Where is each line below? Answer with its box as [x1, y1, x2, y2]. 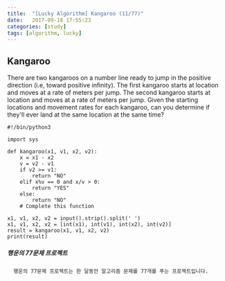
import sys [7, 136, 39, 143]
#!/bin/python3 [7, 124, 51, 131]
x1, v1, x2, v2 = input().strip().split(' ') [7, 215, 141, 222]
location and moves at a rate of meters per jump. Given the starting [7, 96, 199, 104]
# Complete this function [19, 203, 95, 210]
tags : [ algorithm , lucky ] [7, 29, 82, 37]
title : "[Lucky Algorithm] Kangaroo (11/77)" [7, 10, 144, 17]
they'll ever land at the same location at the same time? [7, 110, 165, 119]
